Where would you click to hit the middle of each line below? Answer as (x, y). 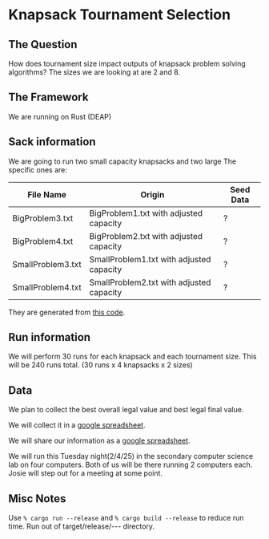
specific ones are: (38, 169)
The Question (43, 45)
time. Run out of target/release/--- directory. (81, 526)
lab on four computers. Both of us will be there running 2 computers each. (130, 465)
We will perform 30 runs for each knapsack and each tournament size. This (132, 357)
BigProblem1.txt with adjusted (146, 213)
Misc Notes (37, 498)
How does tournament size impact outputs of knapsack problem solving (127, 63)
